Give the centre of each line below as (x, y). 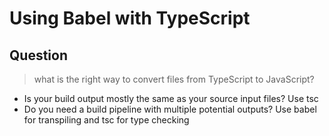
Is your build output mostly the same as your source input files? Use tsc (171, 98)
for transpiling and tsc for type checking (106, 120)
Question (38, 55)
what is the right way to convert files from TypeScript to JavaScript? (174, 79)
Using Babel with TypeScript (130, 18)
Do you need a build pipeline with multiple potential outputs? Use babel (170, 109)
